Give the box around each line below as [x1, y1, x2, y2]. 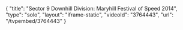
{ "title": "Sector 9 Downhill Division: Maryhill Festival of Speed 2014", [5, 5, 178, 12]
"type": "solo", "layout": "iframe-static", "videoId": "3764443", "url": [5, 11, 174, 18]
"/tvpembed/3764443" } [5, 18, 67, 24]
